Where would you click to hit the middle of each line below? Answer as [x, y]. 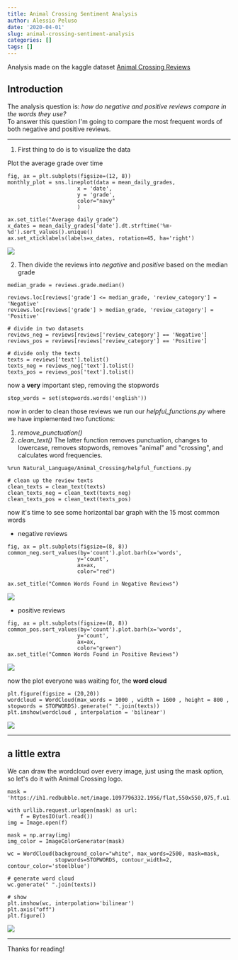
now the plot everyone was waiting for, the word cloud [87, 681]
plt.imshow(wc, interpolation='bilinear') [71, 903]
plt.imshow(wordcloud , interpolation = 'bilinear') [87, 712]
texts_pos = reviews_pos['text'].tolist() [71, 372]
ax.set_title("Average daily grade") [63, 219]
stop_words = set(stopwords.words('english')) [77, 398]
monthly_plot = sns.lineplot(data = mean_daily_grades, [91, 182]
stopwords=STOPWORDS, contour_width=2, [114, 860]
